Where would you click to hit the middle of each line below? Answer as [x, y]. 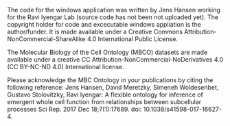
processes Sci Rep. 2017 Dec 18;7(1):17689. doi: [74, 109]
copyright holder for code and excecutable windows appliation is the [104, 24]
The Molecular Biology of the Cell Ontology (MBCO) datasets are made [107, 52]
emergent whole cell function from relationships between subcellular [104, 102]
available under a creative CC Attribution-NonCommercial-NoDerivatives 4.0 [115, 60]
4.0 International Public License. [133, 39]
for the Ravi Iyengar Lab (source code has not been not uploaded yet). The [113, 17]
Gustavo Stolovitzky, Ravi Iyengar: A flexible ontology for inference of [105, 94]
